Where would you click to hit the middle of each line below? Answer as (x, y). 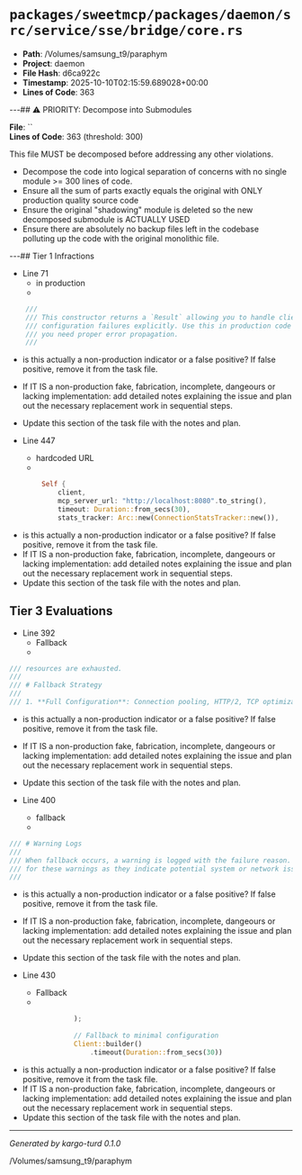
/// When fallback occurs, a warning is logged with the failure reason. (151, 860)
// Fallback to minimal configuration (146, 1035)
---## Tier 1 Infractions (52, 256)
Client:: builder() (108, 1044)
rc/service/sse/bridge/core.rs (126, 31)
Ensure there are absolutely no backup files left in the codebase (140, 229)
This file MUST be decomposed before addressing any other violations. (142, 154)
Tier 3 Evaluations (61, 611)
